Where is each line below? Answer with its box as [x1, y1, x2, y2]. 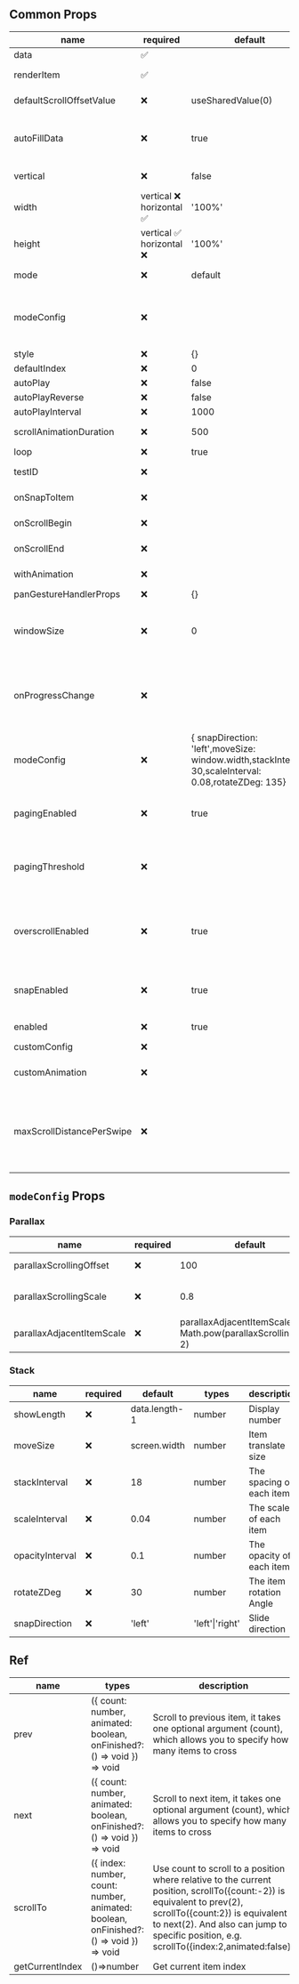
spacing [248, 1476, 283, 1488]
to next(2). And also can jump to [152, 1917, 287, 1930]
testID [13, 465, 38, 478]
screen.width [130, 1439, 185, 1451]
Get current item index [152, 1960, 246, 1972]
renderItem [13, 69, 61, 81]
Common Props [9, 7, 98, 22]
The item [248, 1575, 287, 1587]
